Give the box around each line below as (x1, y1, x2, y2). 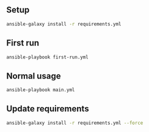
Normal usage (6, 71, 61, 81)
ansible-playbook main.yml (6, 87, 75, 93)
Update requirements (6, 103, 90, 114)
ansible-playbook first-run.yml (6, 54, 89, 60)
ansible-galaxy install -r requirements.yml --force (6, 120, 144, 126)
